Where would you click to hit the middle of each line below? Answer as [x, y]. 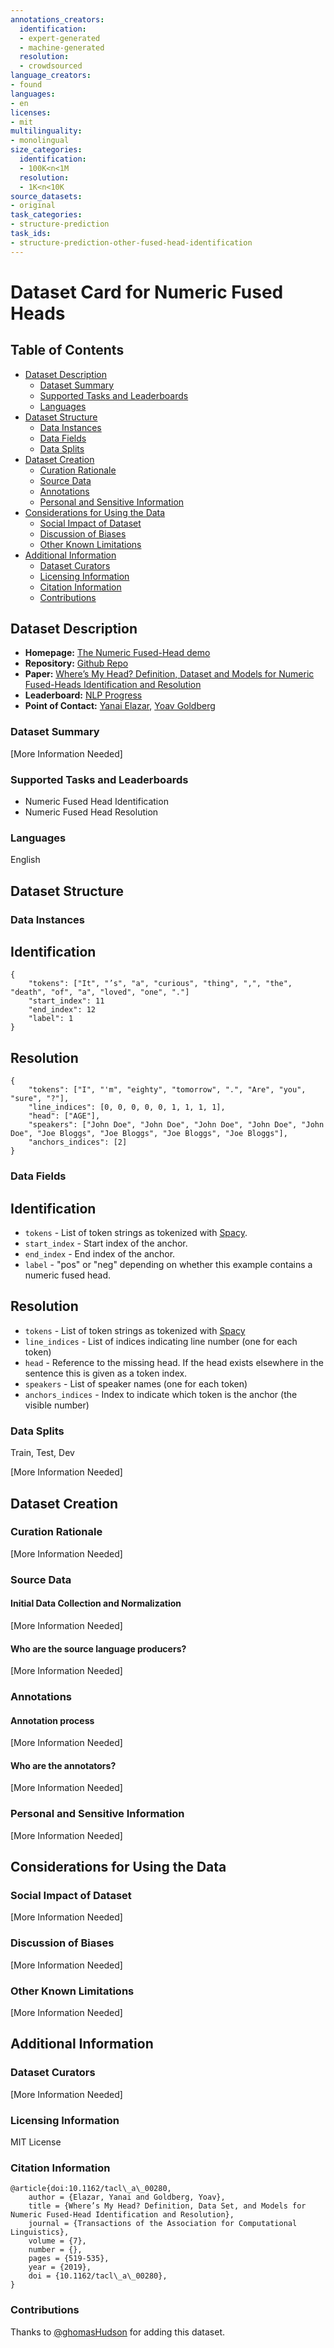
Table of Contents [67, 350]
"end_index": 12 [62, 1010]
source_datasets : [46, 196]
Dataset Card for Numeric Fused [147, 292]
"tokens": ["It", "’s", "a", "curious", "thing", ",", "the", [160, 984]
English [25, 860]
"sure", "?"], [40, 1099]
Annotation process [52, 1720]
